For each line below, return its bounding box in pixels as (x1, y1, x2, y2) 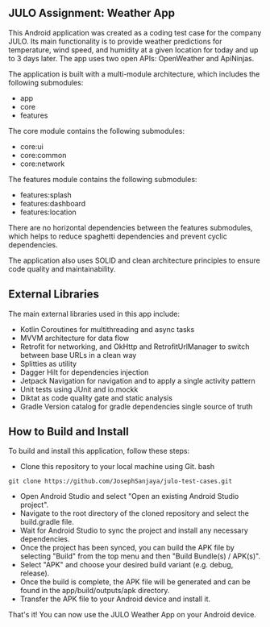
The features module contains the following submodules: (8, 174, 197, 184)
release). (19, 568, 50, 579)
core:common (19, 150, 67, 160)
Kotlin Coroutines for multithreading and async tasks (19, 324, 195, 334)
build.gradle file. (19, 517, 74, 527)
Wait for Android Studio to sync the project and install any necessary (19, 525, 248, 535)
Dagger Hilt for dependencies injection (19, 367, 149, 377)
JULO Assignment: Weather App (8, 6, 176, 20)
